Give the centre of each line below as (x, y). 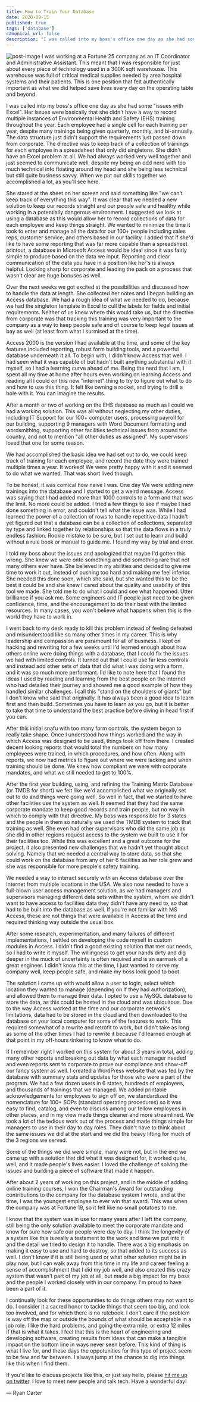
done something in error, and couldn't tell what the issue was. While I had (96, 510)
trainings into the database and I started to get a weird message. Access (95, 491)
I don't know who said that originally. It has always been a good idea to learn (100, 698)
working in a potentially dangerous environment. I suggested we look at (94, 212)
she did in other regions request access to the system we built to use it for (97, 835)
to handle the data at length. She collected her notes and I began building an (100, 293)
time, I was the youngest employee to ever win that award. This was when (97, 1201)
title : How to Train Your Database (50, 12)
